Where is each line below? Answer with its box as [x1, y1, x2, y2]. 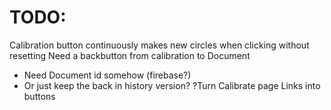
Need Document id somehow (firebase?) [23, 69, 192, 81]
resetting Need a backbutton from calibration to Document [9, 49, 251, 61]
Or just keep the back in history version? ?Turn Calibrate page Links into [23, 79, 321, 91]
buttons [23, 90, 56, 102]
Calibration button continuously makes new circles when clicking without [9, 39, 310, 51]
